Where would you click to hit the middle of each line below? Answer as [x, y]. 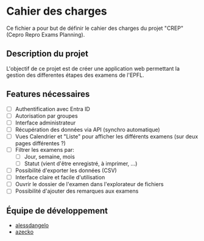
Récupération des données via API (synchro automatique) [87, 129]
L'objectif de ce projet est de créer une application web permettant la [93, 68]
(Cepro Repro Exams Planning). [46, 34]
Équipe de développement [57, 211]
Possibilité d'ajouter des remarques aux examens [77, 191]
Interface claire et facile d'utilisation [60, 178]
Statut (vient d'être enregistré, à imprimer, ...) [81, 164]
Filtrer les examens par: [45, 149]
